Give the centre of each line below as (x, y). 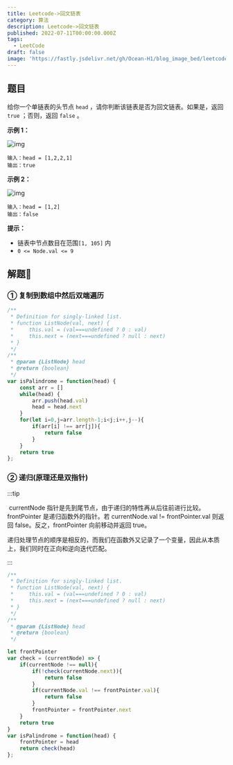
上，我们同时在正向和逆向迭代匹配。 (59, 548)
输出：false (23, 214)
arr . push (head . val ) (60, 401)
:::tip (14, 493)
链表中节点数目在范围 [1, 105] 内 (64, 243)
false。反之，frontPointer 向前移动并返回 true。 (83, 525)
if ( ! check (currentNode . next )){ (77, 671)
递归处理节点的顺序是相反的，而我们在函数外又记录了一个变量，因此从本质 (113, 540)
